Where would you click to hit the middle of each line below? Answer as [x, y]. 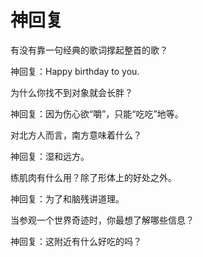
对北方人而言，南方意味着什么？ [76, 135]
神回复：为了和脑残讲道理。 [67, 198]
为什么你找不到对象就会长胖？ [71, 92]
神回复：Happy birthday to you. [75, 71]
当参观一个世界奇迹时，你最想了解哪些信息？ [102, 220]
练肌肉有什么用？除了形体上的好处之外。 [93, 177]
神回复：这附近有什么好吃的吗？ [76, 241]
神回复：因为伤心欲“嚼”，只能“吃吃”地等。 [97, 113]
